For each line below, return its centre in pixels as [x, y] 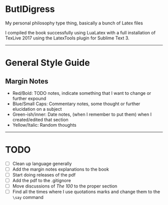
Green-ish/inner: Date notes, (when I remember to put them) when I [82, 114]
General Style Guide [47, 63]
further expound [29, 98]
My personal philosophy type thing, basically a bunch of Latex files [74, 23]
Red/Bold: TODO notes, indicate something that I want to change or [82, 93]
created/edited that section [40, 119]
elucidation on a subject [37, 109]
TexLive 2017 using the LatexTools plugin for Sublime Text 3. [67, 38]
